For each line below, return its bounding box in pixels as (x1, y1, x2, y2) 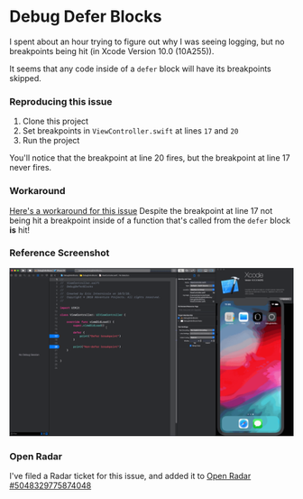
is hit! (9, 224, 30, 236)
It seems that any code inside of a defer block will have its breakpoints (9, 63, 272, 74)
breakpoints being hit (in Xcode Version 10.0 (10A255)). (9, 45, 215, 56)
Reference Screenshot (9, 246, 110, 259)
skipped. (9, 72, 42, 83)
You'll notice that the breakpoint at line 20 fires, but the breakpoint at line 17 (9, 152, 290, 163)
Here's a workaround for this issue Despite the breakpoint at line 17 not (9, 205, 273, 216)
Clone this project (22, 116, 88, 127)
